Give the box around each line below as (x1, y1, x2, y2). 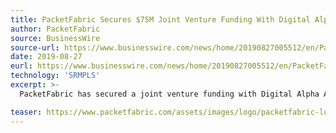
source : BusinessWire (10, 33, 101, 43)
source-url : (10, 42, 60, 53)
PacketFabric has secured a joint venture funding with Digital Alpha (19, 89, 320, 99)
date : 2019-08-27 (10, 52, 83, 62)
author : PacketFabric (10, 24, 101, 34)
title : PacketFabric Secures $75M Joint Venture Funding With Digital (10, 14, 311, 25)
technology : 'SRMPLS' (10, 71, 101, 81)
